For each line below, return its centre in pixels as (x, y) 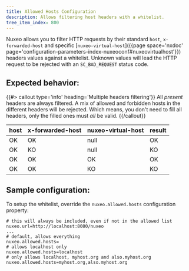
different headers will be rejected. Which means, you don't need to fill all (94, 110)
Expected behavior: (43, 83)
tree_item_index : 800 (33, 22)
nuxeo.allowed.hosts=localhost (44, 252)
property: (17, 210)
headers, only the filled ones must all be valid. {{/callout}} (76, 116)
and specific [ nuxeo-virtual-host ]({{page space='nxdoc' (114, 45)
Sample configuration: (48, 190)
